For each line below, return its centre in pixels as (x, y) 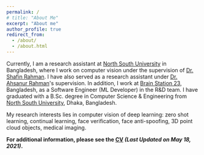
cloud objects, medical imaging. (46, 127)
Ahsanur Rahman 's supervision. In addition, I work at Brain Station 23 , (94, 83)
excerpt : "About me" (33, 23)
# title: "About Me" (33, 18)
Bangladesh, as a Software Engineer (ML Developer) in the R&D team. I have (102, 89)
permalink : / (23, 12)
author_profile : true (34, 29)
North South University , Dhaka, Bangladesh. (62, 102)
